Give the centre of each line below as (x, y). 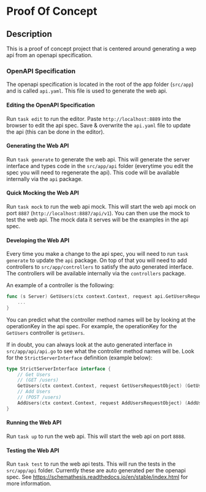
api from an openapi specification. (50, 55)
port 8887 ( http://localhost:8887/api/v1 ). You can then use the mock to (98, 213)
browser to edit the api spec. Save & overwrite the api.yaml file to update (99, 125)
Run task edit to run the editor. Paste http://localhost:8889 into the (94, 118)
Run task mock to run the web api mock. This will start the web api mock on (101, 206)
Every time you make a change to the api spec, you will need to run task (97, 254)
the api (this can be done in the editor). (55, 132)
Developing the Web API (38, 240)
